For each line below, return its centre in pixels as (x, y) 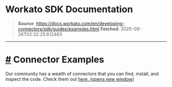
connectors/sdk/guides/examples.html (59, 28)
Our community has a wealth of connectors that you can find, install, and (82, 74)
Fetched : (110, 28)
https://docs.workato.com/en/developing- (80, 23)
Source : (26, 23)
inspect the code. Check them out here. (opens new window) (70, 79)
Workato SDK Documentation (69, 9)
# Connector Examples (55, 60)
